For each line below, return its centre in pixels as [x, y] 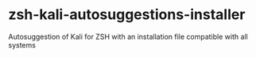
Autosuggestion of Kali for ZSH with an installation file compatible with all [128, 37]
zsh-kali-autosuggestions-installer [127, 15]
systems [22, 44]
